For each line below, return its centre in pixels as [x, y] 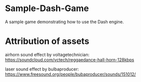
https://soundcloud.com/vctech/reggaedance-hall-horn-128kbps [70, 60]
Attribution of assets [47, 41]
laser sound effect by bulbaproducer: [42, 69]
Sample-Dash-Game [47, 8]
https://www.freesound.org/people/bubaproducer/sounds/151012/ [70, 74]
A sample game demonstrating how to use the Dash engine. [64, 22]
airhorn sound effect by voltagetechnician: [47, 55]
